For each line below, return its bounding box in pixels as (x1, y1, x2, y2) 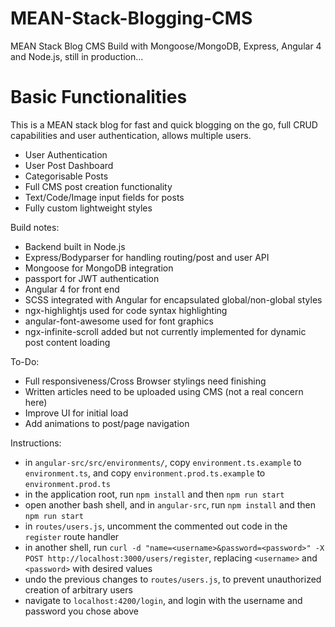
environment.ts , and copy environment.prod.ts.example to (24, 467, 266, 479)
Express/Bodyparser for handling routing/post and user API (24, 251, 270, 263)
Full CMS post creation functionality (24, 180, 173, 192)
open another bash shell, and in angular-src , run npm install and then (24, 498, 316, 511)
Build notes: (10, 221, 60, 233)
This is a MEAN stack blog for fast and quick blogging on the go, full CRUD (10, 118, 318, 131)
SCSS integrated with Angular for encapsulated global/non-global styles (24, 293, 323, 306)
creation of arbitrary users (24, 583, 133, 596)
